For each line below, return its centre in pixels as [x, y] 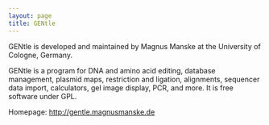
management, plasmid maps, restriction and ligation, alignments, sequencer [134, 79]
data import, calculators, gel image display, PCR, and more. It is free [121, 87]
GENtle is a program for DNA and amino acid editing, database [112, 70]
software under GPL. [43, 96]
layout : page [30, 16]
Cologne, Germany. [40, 55]
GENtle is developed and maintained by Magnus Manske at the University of [135, 46]
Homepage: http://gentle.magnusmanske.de [82, 112]
